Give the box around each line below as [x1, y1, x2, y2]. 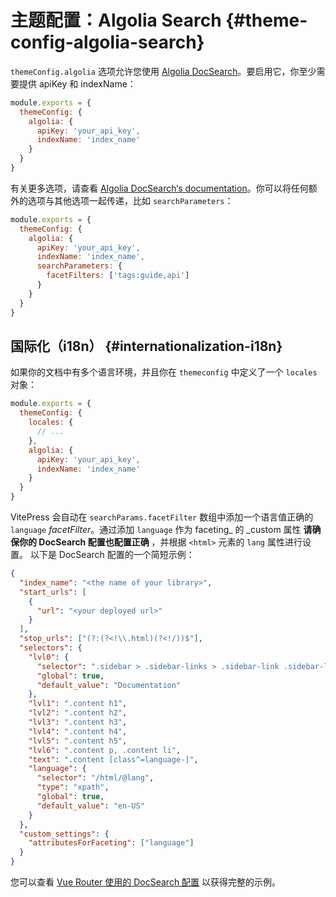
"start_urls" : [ [19, 587, 87, 597]
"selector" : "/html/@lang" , [36, 773, 155, 783]
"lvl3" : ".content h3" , [28, 717, 128, 727]
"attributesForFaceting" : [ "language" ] [28, 838, 195, 848]
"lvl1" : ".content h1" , [28, 699, 128, 709]
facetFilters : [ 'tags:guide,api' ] [46, 271, 190, 281]
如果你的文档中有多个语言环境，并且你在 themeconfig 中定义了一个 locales [10, 366, 318, 378]
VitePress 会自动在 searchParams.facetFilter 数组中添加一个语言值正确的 [10, 511, 314, 523]
